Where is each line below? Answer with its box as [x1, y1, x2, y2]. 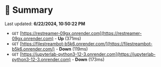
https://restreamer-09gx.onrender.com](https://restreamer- [21, 30, 142, 36]
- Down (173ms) [71, 56, 105, 62]
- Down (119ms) [56, 46, 88, 52]
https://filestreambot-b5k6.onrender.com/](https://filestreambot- [21, 40, 153, 46]
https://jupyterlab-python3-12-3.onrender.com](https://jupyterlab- [21, 51, 156, 57]
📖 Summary [4, 4, 53, 16]
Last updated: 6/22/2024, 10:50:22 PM [4, 21, 86, 27]
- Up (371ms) [54, 35, 82, 41]
